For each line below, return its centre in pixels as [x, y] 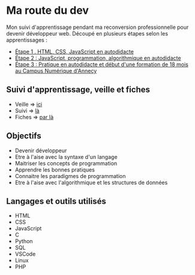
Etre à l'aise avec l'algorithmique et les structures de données [91, 182]
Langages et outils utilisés [56, 201]
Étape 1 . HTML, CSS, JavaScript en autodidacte [74, 51]
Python [24, 241]
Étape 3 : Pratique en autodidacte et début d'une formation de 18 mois [102, 64]
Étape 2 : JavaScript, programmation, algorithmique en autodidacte [98, 58]
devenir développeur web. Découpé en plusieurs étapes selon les [87, 33]
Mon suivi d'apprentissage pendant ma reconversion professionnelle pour [97, 27]
